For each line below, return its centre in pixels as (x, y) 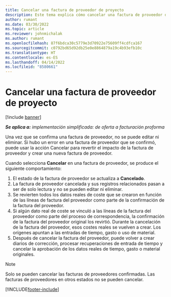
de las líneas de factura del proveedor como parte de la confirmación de (88, 200)
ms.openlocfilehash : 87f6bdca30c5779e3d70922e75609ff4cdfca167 (74, 43)
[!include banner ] (23, 117)
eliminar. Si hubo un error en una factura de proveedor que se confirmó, (81, 142)
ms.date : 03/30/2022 (27, 24)
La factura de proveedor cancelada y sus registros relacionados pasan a (89, 184)
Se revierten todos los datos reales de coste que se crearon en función (87, 195)
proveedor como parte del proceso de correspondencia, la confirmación (88, 216)
